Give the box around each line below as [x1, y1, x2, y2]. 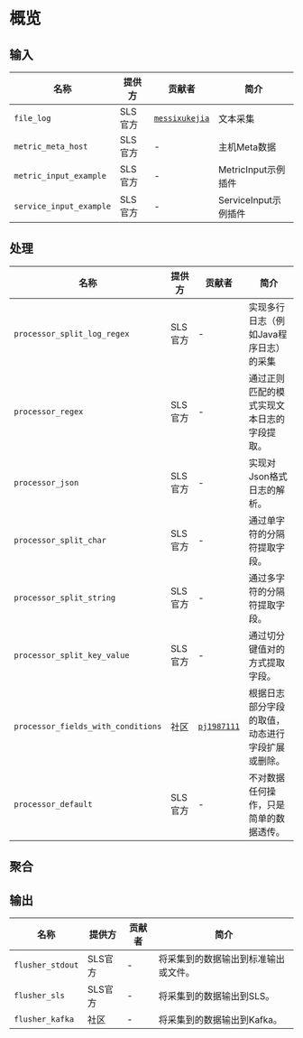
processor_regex [14, 406, 84, 416]
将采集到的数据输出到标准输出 [158, 953, 286, 966]
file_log [14, 114, 51, 123]
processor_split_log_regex [14, 329, 130, 338]
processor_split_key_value [14, 650, 130, 660]
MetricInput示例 [217, 163, 286, 176]
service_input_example [14, 201, 111, 211]
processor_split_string [14, 592, 116, 603]
